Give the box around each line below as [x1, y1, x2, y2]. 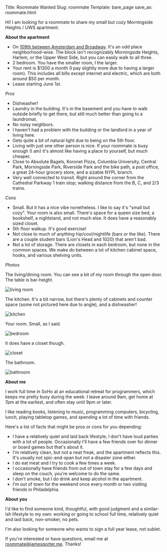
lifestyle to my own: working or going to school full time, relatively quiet [12, 511, 159, 517]
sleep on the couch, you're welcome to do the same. [12, 471, 121, 476]
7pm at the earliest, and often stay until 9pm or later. [5, 399, 113, 405]
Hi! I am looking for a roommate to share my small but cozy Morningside [5, 19, 153, 25]
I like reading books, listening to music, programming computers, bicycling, [5, 409, 160, 415]
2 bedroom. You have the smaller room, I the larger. [12, 60, 118, 65]
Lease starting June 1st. [12, 81, 61, 87]
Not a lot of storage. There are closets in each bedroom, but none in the [12, 242, 161, 248]
